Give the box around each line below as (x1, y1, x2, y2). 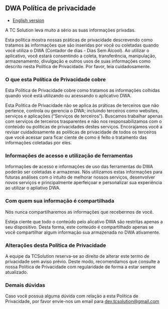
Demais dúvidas (5, 281, 46, 288)
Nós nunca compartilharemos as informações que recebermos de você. (5, 209, 154, 215)
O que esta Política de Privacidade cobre (5, 76, 106, 83)
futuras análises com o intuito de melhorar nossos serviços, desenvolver (5, 174, 155, 180)
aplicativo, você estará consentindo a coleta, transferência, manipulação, (5, 53, 156, 59)
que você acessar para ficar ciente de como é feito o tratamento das (5, 134, 147, 140)
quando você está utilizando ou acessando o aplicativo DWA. (5, 93, 132, 99)
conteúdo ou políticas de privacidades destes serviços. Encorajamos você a (5, 124, 163, 130)
